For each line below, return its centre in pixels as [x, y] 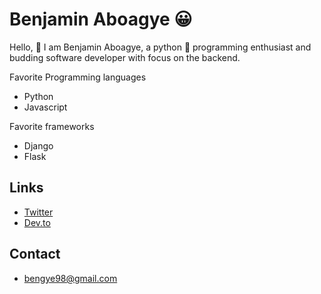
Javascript [45, 107]
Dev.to [37, 222]
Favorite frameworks [52, 126]
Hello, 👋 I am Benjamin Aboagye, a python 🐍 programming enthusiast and [160, 47]
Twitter [38, 212]
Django [38, 145]
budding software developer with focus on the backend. [125, 57]
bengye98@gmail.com [70, 278]
